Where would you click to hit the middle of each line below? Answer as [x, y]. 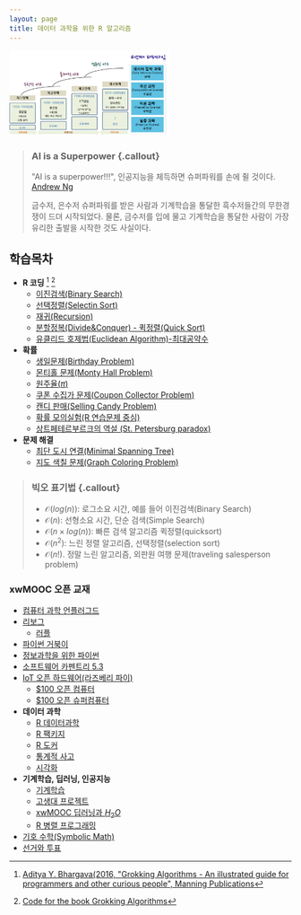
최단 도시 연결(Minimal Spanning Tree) [105, 451]
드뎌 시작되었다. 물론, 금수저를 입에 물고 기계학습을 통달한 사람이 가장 [168, 216]
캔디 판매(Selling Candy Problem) [96, 406]
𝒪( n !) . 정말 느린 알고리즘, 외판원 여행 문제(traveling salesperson [158, 554]
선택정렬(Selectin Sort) [77, 304]
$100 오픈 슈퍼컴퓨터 [72, 700]
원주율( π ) [52, 383]
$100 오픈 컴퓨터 [65, 689]
